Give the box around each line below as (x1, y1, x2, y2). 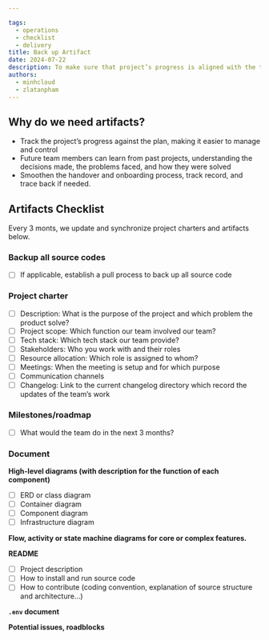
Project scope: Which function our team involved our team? (19, 326, 216, 336)
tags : (8, 18, 26, 26)
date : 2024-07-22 (8, 56, 66, 64)
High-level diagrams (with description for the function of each (8, 466, 219, 476)
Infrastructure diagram (19, 518, 94, 527)
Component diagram (19, 509, 88, 518)
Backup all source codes (8, 252, 106, 263)
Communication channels (19, 371, 105, 381)
